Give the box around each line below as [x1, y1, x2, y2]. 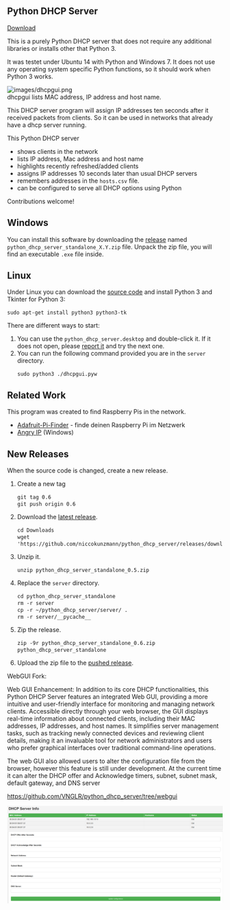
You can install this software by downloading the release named [7, 235, 188, 243]
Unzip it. [16, 553, 41, 561]
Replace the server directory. [16, 579, 100, 587]
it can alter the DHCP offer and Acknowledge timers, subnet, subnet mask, [7, 772, 218, 780]
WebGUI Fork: [7, 672, 47, 681]
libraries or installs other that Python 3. [7, 44, 116, 52]
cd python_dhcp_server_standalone [16, 593, 116, 600]
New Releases [7, 448, 69, 459]
